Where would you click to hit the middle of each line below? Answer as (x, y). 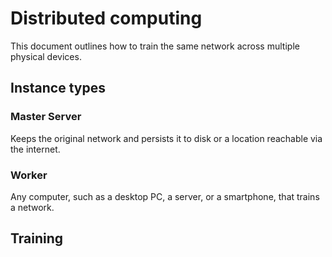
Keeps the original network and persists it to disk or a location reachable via (166, 138)
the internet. (35, 149)
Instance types (58, 88)
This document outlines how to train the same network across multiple (155, 46)
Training (37, 238)
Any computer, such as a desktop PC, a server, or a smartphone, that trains (165, 196)
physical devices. (46, 56)
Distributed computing (106, 18)
